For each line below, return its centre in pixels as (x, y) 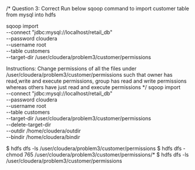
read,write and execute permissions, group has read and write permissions (97, 81)
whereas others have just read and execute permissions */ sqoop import (93, 87)
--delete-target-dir (29, 125)
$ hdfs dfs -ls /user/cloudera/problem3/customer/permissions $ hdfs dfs (94, 148)
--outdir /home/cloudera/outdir (43, 131)
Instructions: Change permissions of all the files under (71, 69)
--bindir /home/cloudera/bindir (43, 137)
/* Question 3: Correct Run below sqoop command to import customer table (97, 8)
